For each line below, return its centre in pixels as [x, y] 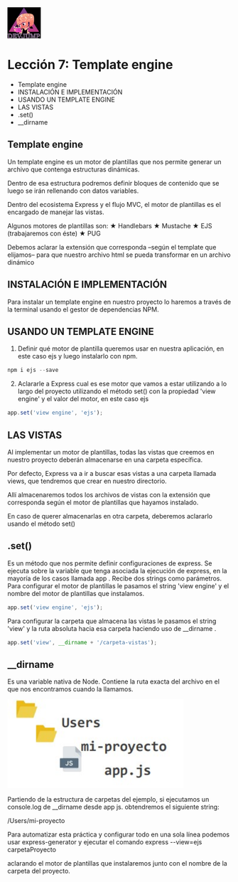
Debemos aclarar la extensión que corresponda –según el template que [112, 247]
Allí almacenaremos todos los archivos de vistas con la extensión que [109, 494]
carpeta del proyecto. [39, 871]
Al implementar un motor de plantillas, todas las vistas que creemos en [111, 452]
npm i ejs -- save [33, 370]
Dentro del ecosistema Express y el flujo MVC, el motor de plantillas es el [114, 204]
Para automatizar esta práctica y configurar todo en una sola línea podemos [118, 834]
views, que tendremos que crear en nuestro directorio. [87, 481]
